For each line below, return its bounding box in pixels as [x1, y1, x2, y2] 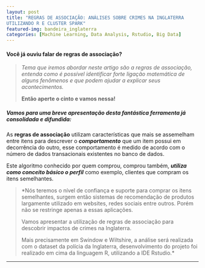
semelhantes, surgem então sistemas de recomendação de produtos [21, 193, 195, 201]
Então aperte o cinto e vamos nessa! [21, 95, 116, 102]
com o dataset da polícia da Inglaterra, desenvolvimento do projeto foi [21, 243, 198, 250]
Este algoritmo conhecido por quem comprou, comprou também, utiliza [6, 162, 187, 169]
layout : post [6, 9, 40, 15]
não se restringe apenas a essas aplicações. [21, 206, 133, 214]
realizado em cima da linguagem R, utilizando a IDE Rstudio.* [21, 249, 175, 256]
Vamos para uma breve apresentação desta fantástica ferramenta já [6, 109, 186, 116]
